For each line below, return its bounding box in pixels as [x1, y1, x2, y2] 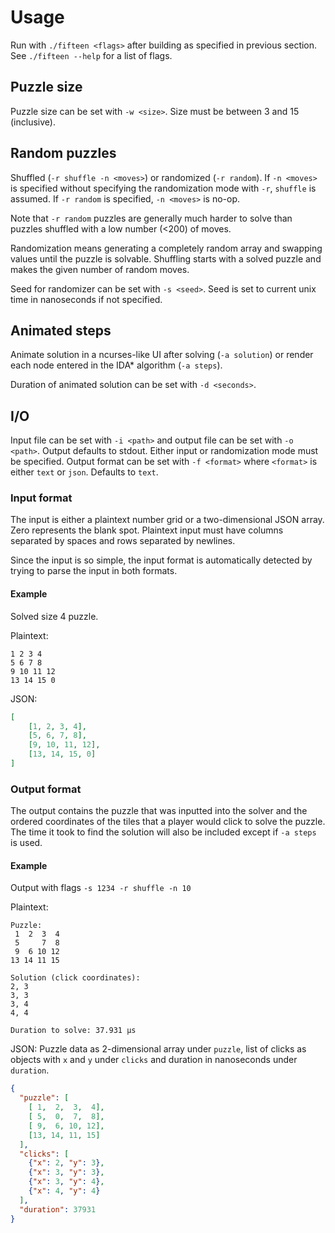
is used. [10, 837, 43, 849]
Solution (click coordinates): [10, 973, 141, 983]
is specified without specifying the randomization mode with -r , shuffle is [10, 182, 317, 194]
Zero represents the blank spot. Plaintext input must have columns [10, 524, 284, 536]
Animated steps [10, 322, 112, 339]
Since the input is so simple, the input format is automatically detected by [10, 554, 313, 566]
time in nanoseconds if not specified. [10, 293, 163, 305]
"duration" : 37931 [19, 1204, 97, 1215]
